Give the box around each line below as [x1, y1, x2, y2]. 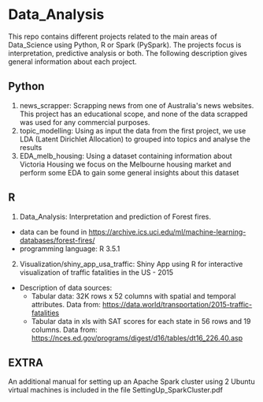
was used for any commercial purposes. [19, 117, 150, 127]
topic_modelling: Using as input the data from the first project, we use [19, 126, 246, 135]
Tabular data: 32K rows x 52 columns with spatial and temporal [31, 291, 236, 301]
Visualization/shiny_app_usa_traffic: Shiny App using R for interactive [19, 259, 243, 269]
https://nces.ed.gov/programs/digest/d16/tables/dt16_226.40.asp [31, 333, 243, 343]
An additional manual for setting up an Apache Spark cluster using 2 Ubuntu [8, 377, 255, 386]
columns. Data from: [31, 325, 98, 334]
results [19, 142, 43, 152]
